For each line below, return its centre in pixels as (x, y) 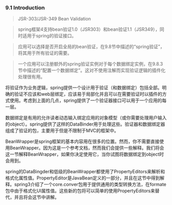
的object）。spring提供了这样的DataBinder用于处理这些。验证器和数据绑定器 (85, 124)
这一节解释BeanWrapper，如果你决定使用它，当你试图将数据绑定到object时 (85, 154)
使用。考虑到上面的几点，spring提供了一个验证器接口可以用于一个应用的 (86, 100)
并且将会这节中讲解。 (37, 197)
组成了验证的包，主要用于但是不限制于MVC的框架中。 (62, 131)
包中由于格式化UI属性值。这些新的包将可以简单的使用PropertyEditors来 (80, 191)
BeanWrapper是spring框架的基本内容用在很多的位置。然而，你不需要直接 (82, 141)
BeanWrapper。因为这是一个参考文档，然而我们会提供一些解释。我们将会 (87, 148)
